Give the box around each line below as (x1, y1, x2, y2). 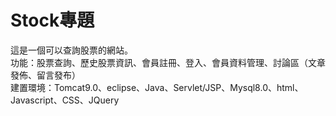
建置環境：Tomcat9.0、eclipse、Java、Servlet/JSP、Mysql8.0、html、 (10, 81, 304, 93)
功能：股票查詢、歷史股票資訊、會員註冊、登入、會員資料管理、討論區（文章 (10, 56, 326, 68)
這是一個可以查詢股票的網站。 (10, 44, 133, 56)
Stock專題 (10, 9, 95, 32)
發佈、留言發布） (10, 69, 81, 81)
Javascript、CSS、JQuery (10, 94, 120, 106)
